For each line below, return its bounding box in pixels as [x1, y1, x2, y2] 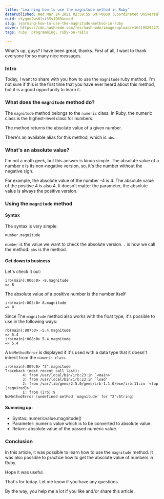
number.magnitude [5, 233, 41, 238]
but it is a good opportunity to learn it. [5, 87, 82, 93]
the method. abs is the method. [5, 247, 67, 252]
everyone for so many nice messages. [5, 53, 82, 59]
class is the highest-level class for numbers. [5, 115, 94, 121]
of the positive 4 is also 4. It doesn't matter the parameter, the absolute [5, 182, 148, 189]
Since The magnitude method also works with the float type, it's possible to [5, 313, 155, 319]
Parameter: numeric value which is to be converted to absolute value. [12, 421, 152, 426]
